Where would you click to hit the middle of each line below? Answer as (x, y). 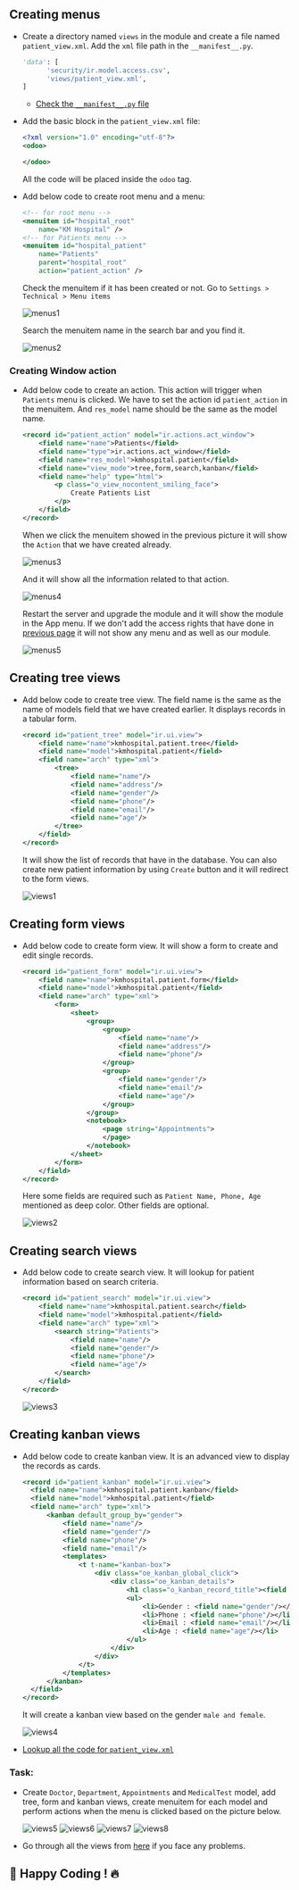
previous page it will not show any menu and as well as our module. (146, 632)
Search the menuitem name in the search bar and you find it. (133, 330)
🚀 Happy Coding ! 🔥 (64, 1873)
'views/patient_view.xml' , (96, 79)
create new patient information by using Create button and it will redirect (155, 869)
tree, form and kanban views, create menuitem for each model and (145, 1802)
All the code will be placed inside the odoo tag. (107, 179)
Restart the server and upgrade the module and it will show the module (153, 613)
